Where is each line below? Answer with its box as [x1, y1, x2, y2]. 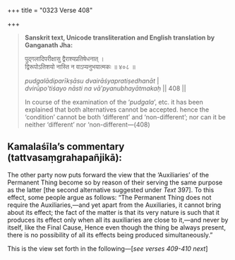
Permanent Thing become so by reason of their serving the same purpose [7, 178, 223, 187]
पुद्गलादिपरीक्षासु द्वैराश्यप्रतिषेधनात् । [24, 54, 104, 63]
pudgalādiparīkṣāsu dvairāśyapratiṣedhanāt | [24, 77, 159, 85]
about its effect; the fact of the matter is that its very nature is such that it [7, 208, 220, 216]
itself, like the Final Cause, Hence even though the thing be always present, [7, 223, 226, 232]
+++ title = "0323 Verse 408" [7, 6, 93, 14]
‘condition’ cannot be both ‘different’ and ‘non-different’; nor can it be [24, 113, 226, 121]
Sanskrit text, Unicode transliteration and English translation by [24, 33, 215, 42]
